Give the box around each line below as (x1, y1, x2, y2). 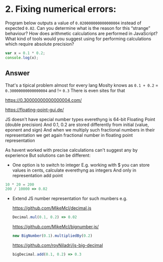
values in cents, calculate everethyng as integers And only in (12, 167, 136, 173)
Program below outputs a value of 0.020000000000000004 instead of (5, 20, 142, 26)
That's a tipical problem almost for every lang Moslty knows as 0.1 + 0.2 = (5, 82, 159, 88)
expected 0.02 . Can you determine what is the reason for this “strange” (5, 25, 151, 31)
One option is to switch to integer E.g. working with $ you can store (12, 162, 150, 168)
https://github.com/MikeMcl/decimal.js (12, 205, 92, 211)
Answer (5, 69, 30, 77)
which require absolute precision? (5, 41, 74, 47)
